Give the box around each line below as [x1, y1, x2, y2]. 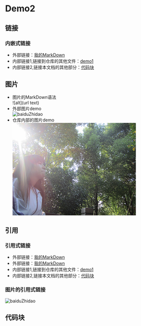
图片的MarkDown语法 [12, 94, 57, 100]
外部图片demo [12, 106, 42, 111]
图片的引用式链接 [5, 287, 46, 293]
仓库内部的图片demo [12, 117, 55, 123]
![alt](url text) [12, 100, 39, 106]
